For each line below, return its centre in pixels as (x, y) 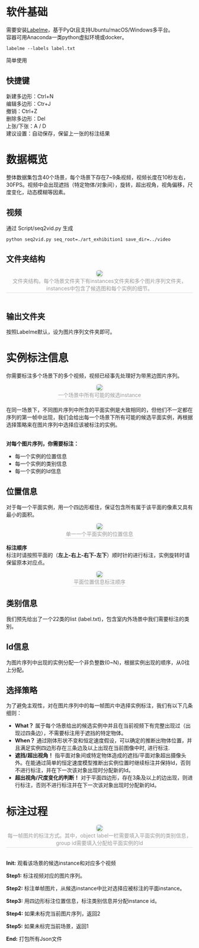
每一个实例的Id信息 (38, 471)
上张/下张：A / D (26, 126)
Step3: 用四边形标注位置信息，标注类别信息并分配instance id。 (83, 901)
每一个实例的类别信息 (41, 464)
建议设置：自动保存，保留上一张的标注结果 (58, 133)
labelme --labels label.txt (41, 48)
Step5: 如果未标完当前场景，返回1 (47, 926)
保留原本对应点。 (27, 562)
